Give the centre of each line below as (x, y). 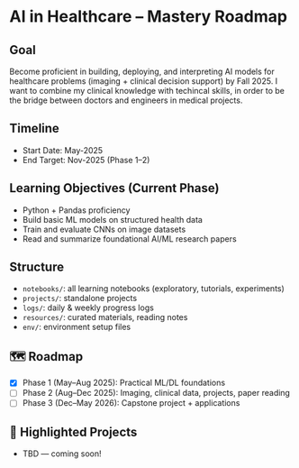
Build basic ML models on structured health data (112, 219)
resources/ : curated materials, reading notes (105, 317)
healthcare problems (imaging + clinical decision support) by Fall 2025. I (144, 81)
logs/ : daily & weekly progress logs (88, 307)
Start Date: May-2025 (63, 150)
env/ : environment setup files (77, 327)
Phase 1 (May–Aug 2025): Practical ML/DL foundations (124, 383)
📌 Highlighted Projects (73, 431)
